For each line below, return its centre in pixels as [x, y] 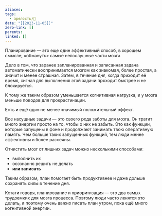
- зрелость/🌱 [23, 18]
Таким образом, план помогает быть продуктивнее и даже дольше [75, 178]
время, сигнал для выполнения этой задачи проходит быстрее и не [75, 80]
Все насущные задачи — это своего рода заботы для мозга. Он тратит [79, 119]
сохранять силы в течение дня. [38, 183]
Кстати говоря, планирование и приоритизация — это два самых [73, 193]
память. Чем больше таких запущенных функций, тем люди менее [74, 134]
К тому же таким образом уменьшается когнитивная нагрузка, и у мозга [81, 95]
